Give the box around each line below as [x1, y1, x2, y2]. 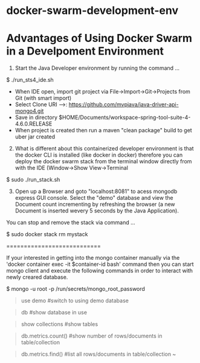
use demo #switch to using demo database [21, 297, 129, 304]
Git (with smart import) [15, 95, 72, 102]
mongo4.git [15, 107, 44, 115]
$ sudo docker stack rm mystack [6, 231, 88, 238]
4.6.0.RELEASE [15, 120, 53, 127]
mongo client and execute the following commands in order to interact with [6, 267, 193, 274]
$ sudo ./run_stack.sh [6, 176, 60, 183]
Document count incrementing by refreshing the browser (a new [15, 201, 175, 208]
